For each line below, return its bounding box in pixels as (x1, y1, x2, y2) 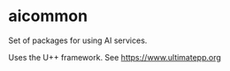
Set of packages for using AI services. (8, 35, 148, 46)
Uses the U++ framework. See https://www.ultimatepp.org (8, 52, 222, 62)
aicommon (8, 6, 88, 26)
